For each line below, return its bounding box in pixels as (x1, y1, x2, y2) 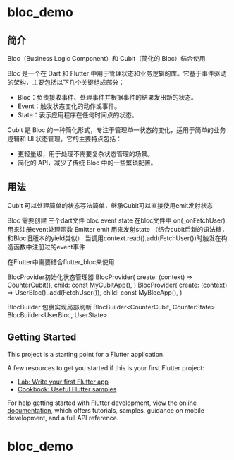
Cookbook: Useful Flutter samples (17, 384, 117, 393)
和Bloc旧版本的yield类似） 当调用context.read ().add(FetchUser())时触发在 (7, 234, 222, 242)
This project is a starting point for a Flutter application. (7, 350, 165, 358)
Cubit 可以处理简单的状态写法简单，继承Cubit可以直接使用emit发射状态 (7, 201, 214, 209)
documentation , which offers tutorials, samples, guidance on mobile (7, 406, 204, 414)
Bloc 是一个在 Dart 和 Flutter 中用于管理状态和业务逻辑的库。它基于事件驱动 (7, 69, 227, 78)
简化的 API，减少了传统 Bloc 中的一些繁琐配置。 (17, 158, 157, 167)
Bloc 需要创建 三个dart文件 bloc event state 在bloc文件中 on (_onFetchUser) (7, 216, 226, 225)
